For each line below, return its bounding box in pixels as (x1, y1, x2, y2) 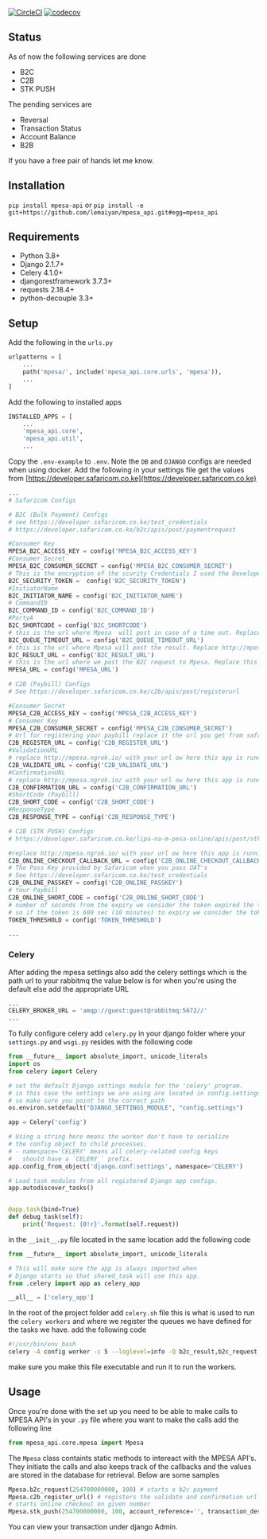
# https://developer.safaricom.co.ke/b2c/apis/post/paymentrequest (8, 526, 237, 534)
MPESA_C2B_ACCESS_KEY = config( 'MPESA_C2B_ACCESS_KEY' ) (8, 709, 197, 717)
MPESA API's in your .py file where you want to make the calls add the (8, 1415, 239, 1424)
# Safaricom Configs (8, 496, 77, 504)
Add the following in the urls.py (8, 338, 114, 347)
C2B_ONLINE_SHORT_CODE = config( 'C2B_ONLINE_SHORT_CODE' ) (8, 893, 204, 902)
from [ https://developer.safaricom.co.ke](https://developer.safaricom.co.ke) (8, 474, 257, 483)
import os (8, 1060, 41, 1068)
